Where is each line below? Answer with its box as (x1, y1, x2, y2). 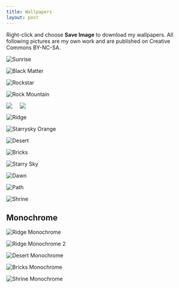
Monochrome (6, 212, 58, 223)
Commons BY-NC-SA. (6, 43, 61, 51)
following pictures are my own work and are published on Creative (6, 37, 171, 45)
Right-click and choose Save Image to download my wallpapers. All (6, 31, 174, 38)
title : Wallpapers (6, 8, 52, 15)
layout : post (6, 14, 39, 20)
